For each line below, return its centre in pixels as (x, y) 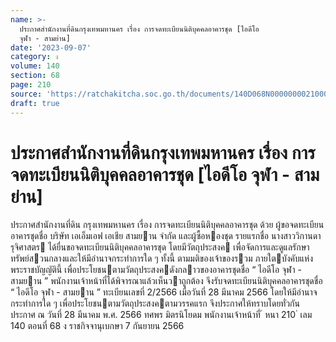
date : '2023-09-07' (51, 47)
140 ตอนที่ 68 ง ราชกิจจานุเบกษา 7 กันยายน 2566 (97, 326)
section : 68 (35, 76)
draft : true (35, 103)
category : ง (34, 57)
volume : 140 (35, 66)
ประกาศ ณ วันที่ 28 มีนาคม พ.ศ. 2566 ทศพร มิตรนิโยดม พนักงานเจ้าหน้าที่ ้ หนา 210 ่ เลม (161, 315)
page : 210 (31, 85)
